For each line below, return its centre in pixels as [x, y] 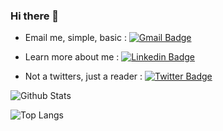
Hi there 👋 [35, 16]
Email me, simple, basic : [75, 38]
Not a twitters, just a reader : [83, 76]
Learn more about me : [72, 57]
